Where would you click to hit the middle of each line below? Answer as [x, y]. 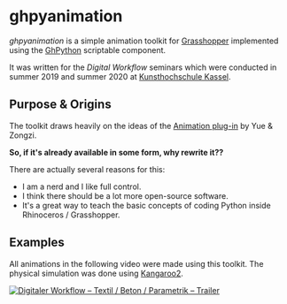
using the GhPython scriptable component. [88, 49]
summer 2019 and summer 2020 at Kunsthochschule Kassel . [120, 76]
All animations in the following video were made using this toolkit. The [136, 263]
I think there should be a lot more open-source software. [125, 195]
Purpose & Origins [61, 105]
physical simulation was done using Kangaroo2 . [97, 273]
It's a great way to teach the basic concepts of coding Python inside [147, 205]
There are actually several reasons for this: [87, 169]
